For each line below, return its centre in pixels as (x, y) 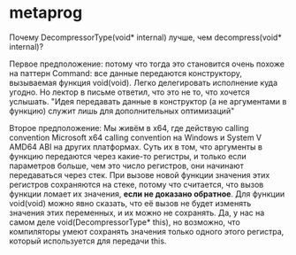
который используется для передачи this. (88, 241)
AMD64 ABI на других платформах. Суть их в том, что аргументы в (136, 147)
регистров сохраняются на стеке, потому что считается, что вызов (137, 184)
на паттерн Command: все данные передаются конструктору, (126, 73)
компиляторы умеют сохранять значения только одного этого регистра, (147, 231)
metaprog (46, 13)
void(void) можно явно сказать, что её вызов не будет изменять (130, 203)
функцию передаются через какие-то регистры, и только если (128, 156)
